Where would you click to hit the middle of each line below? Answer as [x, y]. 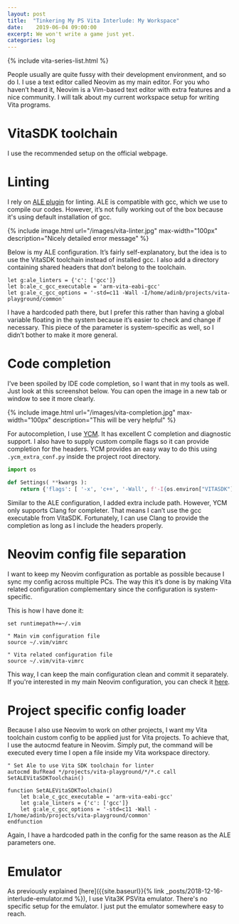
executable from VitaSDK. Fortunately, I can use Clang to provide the [108, 518]
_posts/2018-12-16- [195, 891]
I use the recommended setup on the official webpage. [88, 153]
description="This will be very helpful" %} [114, 420]
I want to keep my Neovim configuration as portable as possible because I [116, 573]
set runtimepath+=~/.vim [44, 623]
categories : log [31, 41]
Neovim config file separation [97, 554]
